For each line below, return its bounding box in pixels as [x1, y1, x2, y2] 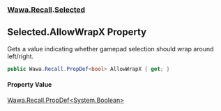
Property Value [7, 80, 52, 89]
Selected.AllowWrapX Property [7, 26, 147, 38]
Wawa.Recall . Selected [7, 5, 86, 15]
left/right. [7, 52, 34, 60]
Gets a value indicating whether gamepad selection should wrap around [7, 44, 214, 53]
